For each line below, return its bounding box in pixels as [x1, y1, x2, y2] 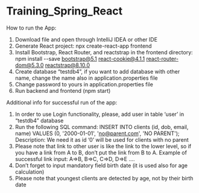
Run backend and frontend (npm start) [14, 87, 111, 94]
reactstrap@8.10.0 [45, 62, 90, 69]
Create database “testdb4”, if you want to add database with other [14, 68, 180, 75]
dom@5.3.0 [14, 62, 44, 69]
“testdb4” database [14, 116, 64, 124]
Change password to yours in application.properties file [14, 80, 154, 88]
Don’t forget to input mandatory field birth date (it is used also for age [14, 162, 188, 169]
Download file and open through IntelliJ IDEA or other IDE [14, 36, 158, 43]
